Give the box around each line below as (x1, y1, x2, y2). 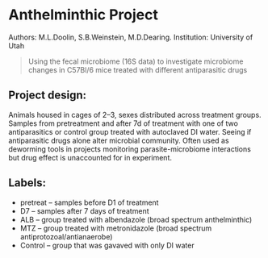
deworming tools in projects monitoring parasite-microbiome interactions (8, 144, 252, 154)
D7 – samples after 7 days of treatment (19, 206, 149, 215)
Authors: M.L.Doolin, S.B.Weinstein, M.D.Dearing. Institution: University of (8, 32, 253, 42)
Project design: (8, 89, 87, 102)
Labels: (8, 176, 47, 190)
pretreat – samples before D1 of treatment (19, 198, 159, 207)
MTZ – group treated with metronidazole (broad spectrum (19, 223, 212, 233)
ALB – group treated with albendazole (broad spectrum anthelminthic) (19, 214, 253, 224)
